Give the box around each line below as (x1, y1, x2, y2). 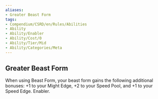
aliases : (5, 7, 24, 13)
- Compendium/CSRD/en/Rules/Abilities (5, 21, 87, 27)
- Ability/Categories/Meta (5, 45, 62, 50)
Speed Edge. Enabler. (5, 88, 51, 94)
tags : (5, 17, 17, 22)
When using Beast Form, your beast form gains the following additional (5, 77, 153, 84)
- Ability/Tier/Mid (5, 41, 47, 46)
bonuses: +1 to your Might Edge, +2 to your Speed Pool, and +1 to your (5, 83, 153, 89)
